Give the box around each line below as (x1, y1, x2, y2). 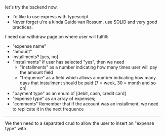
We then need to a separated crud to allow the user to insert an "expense (5, 120, 154, 126)
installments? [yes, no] (12, 54, 58, 60)
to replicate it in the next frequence (12, 106, 84, 112)
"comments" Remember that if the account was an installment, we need (12, 101, 159, 106)
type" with (5, 126, 26, 131)
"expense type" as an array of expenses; (12, 96, 96, 102)
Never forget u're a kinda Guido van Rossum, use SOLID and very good (12, 19, 157, 25)
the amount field (19, 69, 53, 75)
